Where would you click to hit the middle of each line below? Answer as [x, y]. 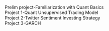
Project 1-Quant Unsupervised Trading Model [51, 12]
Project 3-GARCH [23, 23]
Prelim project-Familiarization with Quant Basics [54, 7]
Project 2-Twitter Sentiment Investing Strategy [52, 18]
